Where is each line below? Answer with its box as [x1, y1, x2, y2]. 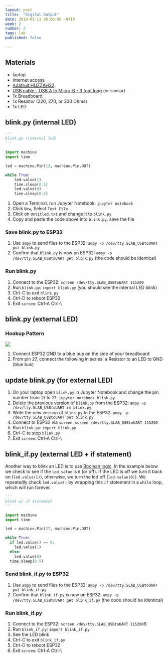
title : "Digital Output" [5, 12, 59, 17]
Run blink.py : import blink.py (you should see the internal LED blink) [12, 284, 157, 290]
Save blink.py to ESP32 [5, 229, 63, 236]
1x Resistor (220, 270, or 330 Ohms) [12, 98, 87, 104]
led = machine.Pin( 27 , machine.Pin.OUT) [5, 526, 91, 532]
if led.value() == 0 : [10, 540, 55, 545]
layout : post [5, 7, 33, 13]
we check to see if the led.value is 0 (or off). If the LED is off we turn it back [5, 468, 162, 474]
